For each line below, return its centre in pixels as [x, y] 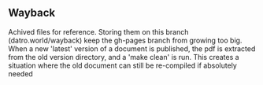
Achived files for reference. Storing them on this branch [98, 31]
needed [20, 73]
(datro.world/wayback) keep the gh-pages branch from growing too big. [125, 40]
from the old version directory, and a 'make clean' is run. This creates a [124, 57]
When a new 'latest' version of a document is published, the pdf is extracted [132, 48]
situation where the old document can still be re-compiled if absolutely [123, 65]
